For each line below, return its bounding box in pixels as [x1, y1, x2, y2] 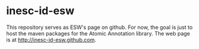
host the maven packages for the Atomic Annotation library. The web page [6, 30, 191, 37]
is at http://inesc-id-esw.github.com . [6, 36, 97, 43]
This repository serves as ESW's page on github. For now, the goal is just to [6, 24, 193, 31]
